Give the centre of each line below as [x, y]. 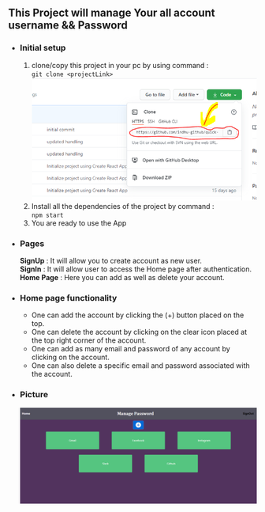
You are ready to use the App [79, 223]
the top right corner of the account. [89, 340]
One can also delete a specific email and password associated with [140, 366]
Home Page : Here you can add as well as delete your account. [122, 278]
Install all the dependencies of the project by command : [123, 206]
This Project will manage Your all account [112, 13]
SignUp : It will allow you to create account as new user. [111, 261]
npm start [48, 215]
